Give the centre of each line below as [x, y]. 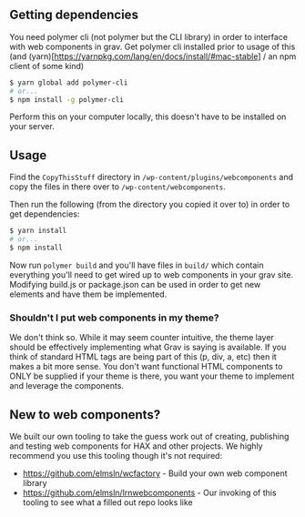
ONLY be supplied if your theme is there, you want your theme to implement [152, 376]
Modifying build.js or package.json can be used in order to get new [135, 284]
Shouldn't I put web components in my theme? [115, 318]
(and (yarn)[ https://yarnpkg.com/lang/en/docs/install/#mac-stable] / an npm [153, 56]
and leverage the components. [67, 386]
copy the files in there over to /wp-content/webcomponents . [117, 187]
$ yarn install [38, 231]
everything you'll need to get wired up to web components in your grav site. [152, 274]
